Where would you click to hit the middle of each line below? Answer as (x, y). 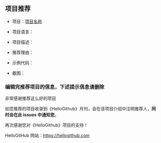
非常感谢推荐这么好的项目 (31, 98)
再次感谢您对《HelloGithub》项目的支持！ (47, 125)
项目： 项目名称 (27, 21)
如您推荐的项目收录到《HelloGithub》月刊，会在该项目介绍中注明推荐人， (78, 109)
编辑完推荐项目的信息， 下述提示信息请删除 (55, 87)
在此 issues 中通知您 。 (36, 115)
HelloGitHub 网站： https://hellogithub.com (47, 136)
